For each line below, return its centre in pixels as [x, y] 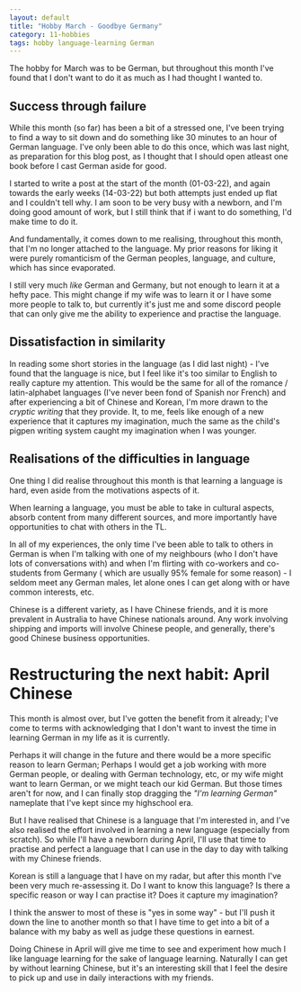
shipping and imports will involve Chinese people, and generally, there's [142, 628]
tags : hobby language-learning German [82, 43]
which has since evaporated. [62, 268]
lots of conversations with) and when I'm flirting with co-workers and [137, 563]
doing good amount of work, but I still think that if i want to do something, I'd [150, 212]
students [26, 573]
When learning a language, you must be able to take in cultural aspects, [142, 507]
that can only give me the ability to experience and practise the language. [145, 314]
